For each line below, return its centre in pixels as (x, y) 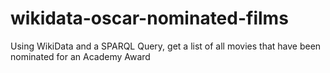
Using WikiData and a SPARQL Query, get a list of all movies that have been (166, 46)
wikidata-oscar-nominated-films (149, 18)
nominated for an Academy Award (80, 56)
